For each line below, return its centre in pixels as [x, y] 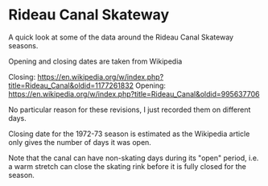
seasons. [23, 45]
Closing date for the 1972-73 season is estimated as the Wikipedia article [129, 134]
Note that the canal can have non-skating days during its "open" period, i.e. [134, 158]
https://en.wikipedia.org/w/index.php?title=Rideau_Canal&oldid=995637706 [134, 93]
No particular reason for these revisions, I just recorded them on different [130, 110]
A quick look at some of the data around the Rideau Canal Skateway [121, 37]
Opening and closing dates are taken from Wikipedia [95, 61]
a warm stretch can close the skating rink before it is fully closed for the [128, 166]
